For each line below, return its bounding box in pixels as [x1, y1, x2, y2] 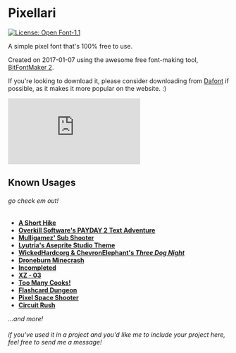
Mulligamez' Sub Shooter [18, 233, 94, 242]
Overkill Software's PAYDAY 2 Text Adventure [18, 225, 156, 234]
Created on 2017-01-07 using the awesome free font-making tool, [8, 55, 199, 64]
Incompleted [18, 263, 57, 272]
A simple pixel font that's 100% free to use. [8, 42, 133, 50]
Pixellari [8, 5, 56, 21]
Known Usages [8, 177, 76, 189]
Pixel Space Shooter [18, 293, 80, 302]
